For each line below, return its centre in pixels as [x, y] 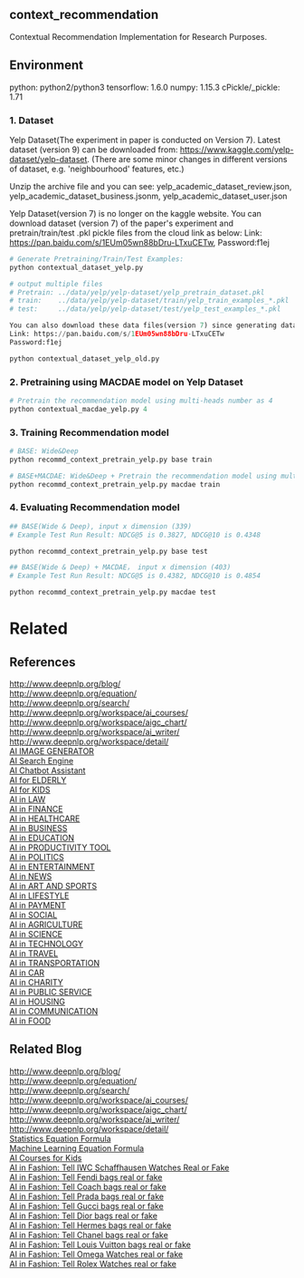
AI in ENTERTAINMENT [52, 867]
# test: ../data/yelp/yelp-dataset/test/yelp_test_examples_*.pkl [145, 309]
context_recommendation [84, 15]
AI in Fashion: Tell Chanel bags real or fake [89, 1234]
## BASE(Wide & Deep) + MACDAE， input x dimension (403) [120, 567]
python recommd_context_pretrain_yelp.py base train [111, 460]
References [43, 662]
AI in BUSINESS [38, 828]
